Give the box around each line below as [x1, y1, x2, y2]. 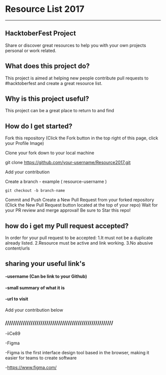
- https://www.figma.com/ [5, 365, 57, 371]
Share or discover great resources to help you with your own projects [5, 42, 147, 48]
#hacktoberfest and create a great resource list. [5, 80, 103, 86]
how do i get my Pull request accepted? [5, 221, 129, 230]
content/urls [5, 246, 30, 251]
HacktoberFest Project [5, 29, 76, 38]
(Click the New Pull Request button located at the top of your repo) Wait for [5, 202, 158, 208]
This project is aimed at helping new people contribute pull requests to [5, 75, 149, 81]
